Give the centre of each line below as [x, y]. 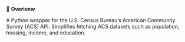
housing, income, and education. [46, 33]
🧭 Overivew [21, 9]
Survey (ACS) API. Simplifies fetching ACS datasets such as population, [93, 27]
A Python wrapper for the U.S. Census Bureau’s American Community [91, 20]
